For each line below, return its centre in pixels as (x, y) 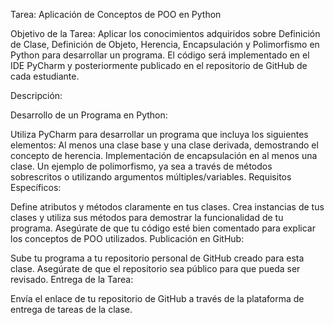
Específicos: (36, 187)
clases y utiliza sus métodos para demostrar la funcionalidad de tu (147, 217)
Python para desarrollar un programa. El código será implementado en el (160, 55)
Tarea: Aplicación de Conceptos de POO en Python (116, 14)
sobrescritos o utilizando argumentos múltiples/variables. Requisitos (151, 177)
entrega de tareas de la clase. (71, 309)
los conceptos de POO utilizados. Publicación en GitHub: (127, 238)
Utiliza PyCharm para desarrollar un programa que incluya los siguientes (159, 134)
